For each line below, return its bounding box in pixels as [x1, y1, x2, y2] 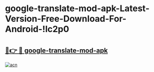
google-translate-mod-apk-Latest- [5, 3, 150, 14]
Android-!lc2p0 [5, 24, 69, 35]
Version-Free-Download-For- [5, 13, 127, 24]
